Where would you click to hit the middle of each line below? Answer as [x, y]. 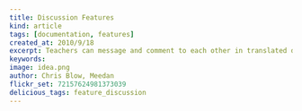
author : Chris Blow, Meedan [62, 76]
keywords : [28, 59]
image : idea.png [40, 68]
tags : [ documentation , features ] [72, 34]
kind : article [36, 26]
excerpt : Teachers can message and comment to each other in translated [148, 51]
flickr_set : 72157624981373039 [68, 84]
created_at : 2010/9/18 [52, 43]
